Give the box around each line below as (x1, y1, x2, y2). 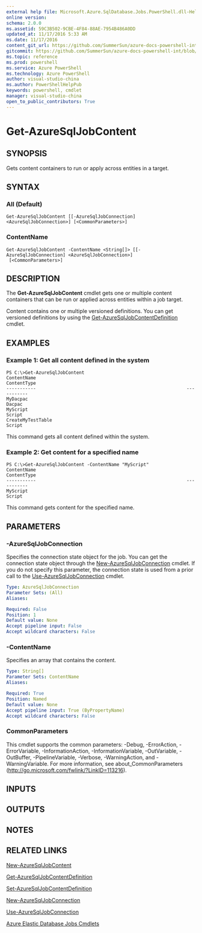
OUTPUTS (6, 805, 45, 815)
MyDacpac (6, 396, 28, 402)
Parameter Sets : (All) (6, 589, 63, 596)
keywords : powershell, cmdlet (6, 87, 82, 93)
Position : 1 (6, 612, 36, 618)
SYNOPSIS (6, 148, 47, 159)
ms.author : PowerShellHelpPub (6, 82, 82, 88)
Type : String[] (6, 668, 44, 674)
